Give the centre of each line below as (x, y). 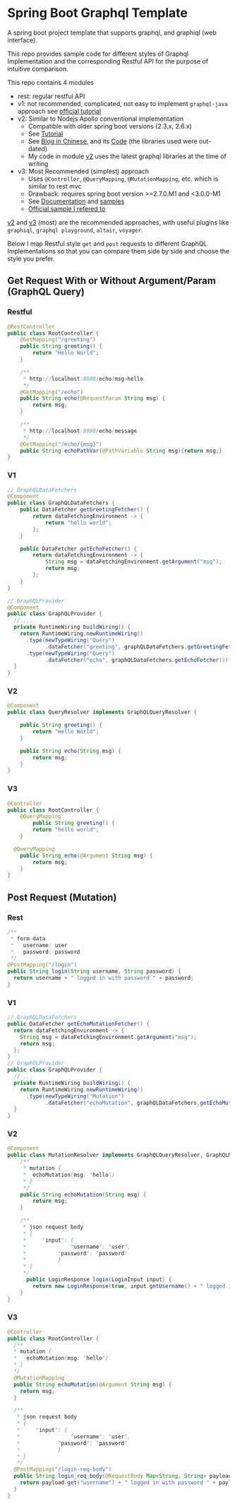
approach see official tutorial (59, 111)
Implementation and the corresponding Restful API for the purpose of (108, 61)
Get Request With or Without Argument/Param (112, 281)
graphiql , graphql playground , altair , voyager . (75, 230)
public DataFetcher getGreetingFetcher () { (85, 510)
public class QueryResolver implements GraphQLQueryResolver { (102, 712)
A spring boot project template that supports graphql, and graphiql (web (112, 32)
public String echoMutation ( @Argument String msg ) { (93, 1385)
